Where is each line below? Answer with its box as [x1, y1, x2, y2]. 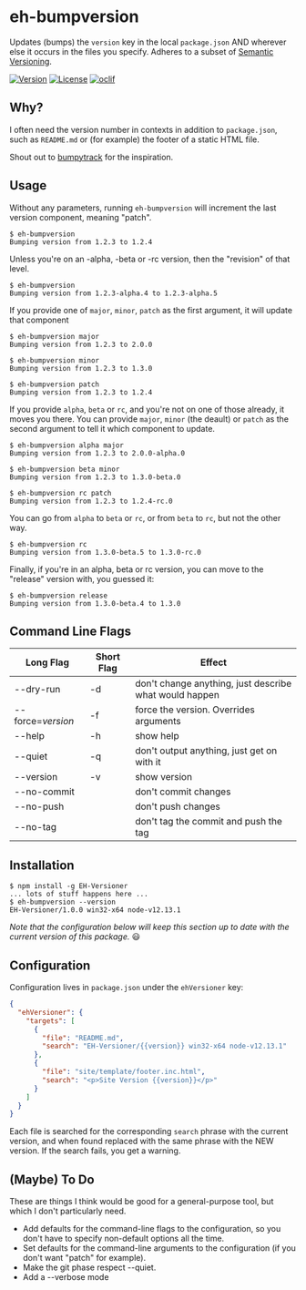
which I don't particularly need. [9, 1205, 127, 1217]
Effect [199, 656, 228, 669]
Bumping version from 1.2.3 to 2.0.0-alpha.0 [9, 448, 185, 457]
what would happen [135, 689, 220, 701]
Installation [9, 857, 75, 873]
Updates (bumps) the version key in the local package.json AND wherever [9, 36, 287, 47]
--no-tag [14, 821, 57, 834]
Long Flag [25, 656, 70, 669]
